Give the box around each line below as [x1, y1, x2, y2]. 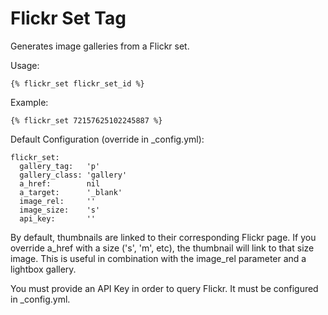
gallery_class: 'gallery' [19, 170, 128, 180]
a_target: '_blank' [19, 187, 123, 197]
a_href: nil [19, 178, 101, 189]
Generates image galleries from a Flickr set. [10, 40, 190, 52]
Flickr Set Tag [10, 7, 127, 30]
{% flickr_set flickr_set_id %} [10, 78, 145, 89]
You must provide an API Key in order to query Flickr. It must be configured [10, 282, 319, 294]
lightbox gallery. [10, 263, 77, 275]
